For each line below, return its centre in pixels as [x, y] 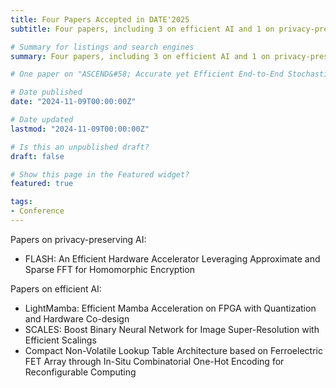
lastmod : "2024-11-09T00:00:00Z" [80, 129]
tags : [21, 202]
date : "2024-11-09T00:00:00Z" [73, 102]
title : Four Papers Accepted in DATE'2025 [100, 19]
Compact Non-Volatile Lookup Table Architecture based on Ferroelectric [173, 350]
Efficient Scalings [60, 340]
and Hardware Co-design [77, 318]
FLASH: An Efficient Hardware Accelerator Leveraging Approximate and [172, 258]
